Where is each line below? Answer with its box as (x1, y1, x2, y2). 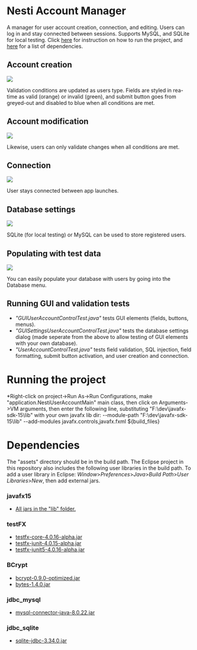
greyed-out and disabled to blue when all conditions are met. (7, 99, 156, 106)
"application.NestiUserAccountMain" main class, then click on (7, 399, 158, 406)
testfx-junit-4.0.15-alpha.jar (15, 540, 82, 547)
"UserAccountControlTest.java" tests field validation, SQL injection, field (15, 345, 192, 353)
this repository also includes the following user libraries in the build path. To (7, 464, 191, 472)
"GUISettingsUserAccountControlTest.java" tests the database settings (15, 327, 189, 334)
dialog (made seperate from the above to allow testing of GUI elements (15, 333, 188, 340)
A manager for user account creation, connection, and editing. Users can (7, 24, 185, 31)
